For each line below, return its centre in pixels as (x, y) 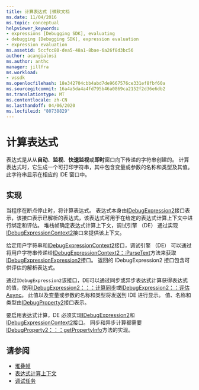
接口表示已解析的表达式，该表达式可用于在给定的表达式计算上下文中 (105, 218)
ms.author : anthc (28, 61)
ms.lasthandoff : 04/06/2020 (41, 105)
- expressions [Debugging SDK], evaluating (61, 34)
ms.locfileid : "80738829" (38, 111)
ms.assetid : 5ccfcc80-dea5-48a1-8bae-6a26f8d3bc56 (70, 50)
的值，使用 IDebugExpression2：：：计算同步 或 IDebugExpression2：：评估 (98, 288)
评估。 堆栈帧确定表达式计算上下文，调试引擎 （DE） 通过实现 (102, 226)
